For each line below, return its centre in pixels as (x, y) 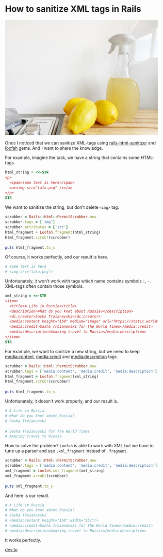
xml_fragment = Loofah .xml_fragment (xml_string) (55, 471)
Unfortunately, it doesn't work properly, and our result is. (62, 401)
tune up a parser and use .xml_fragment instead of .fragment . (66, 451)
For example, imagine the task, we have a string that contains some (72, 158)
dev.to (11, 549)
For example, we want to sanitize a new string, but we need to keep (72, 351)
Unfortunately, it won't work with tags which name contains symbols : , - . (78, 281)
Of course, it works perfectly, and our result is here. (57, 257)
